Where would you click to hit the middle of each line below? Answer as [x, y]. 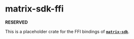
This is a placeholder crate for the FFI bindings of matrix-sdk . [67, 31]
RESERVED [17, 22]
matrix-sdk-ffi [34, 9]
